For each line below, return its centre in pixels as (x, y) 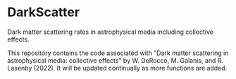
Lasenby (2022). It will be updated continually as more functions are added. (117, 68)
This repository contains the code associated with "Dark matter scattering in (118, 53)
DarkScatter (43, 12)
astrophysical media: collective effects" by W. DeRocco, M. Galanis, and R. (116, 60)
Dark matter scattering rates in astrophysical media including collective (110, 32)
